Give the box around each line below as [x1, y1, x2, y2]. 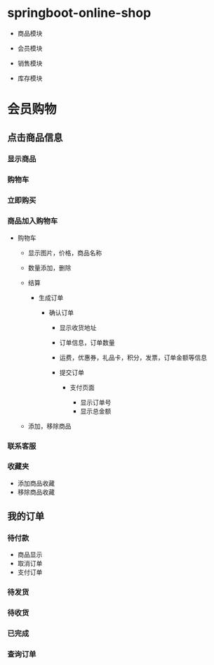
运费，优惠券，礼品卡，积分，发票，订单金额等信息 [59, 353, 207, 362]
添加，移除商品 [27, 422, 72, 430]
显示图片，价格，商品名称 [27, 248, 102, 257]
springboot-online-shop [7, 5, 152, 21]
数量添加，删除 [27, 263, 72, 272]
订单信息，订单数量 [59, 338, 115, 346]
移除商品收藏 [17, 488, 55, 496]
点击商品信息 [7, 132, 63, 144]
